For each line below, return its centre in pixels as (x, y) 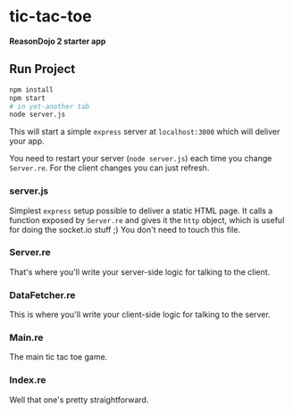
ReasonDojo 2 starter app (58, 41)
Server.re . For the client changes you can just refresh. (109, 168)
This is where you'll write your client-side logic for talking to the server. (140, 315)
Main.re (26, 338)
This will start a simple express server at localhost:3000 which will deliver (145, 132)
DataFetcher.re (42, 294)
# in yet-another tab (50, 106)
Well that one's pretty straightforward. (79, 400)
